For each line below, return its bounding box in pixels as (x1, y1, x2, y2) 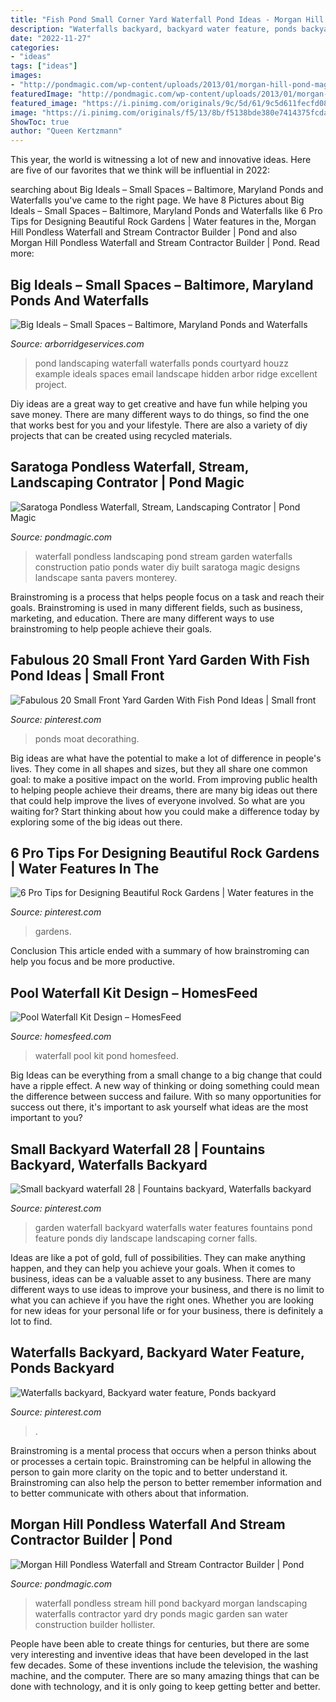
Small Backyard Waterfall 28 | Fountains (10, 1141, 266, 1158)
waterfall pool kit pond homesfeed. (34, 1050, 179, 1062)
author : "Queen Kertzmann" (10, 126, 123, 136)
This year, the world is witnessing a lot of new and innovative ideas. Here (10, 154, 312, 166)
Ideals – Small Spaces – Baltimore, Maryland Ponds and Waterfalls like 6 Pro (10, 205, 323, 217)
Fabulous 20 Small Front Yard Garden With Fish (10, 652, 310, 669)
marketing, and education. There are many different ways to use (10, 612, 275, 624)
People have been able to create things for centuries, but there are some (10, 1637, 310, 1650)
